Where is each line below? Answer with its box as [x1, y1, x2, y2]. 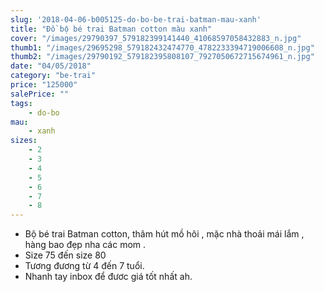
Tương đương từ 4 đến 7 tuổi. [24, 260, 145, 272]
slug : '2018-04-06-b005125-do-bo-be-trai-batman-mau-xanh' [10, 14, 262, 25]
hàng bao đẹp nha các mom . [24, 239, 147, 251]
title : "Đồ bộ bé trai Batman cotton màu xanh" [10, 24, 213, 34]
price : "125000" [10, 80, 78, 90]
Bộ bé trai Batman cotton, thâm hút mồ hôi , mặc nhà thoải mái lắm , [24, 228, 305, 240]
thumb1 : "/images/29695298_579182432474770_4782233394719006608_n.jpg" [10, 42, 315, 53]
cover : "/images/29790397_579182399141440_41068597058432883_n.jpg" [10, 33, 302, 43]
